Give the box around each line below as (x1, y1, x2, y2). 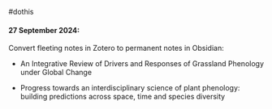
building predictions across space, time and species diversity (19, 92, 226, 102)
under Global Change (19, 68, 92, 78)
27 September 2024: (8, 25, 80, 35)
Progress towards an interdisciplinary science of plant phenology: (19, 83, 240, 93)
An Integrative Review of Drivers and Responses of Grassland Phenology (19, 59, 265, 69)
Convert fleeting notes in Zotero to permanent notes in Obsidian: (8, 44, 225, 53)
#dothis (8, 7, 34, 16)
